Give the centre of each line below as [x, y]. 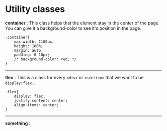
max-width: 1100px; [34, 42]
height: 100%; [29, 46]
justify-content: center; [41, 101]
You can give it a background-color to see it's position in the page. [73, 28]
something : [18, 123]
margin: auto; [29, 50]
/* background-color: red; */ [45, 59]
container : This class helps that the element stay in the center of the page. [83, 23]
